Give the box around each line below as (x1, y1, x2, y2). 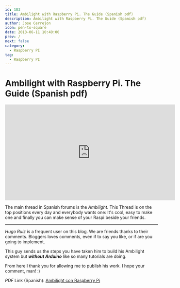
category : (5, 43, 25, 48)
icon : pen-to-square (5, 25, 47, 30)
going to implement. (5, 239, 45, 245)
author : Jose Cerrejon (5, 20, 51, 26)
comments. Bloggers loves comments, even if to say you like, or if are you (5, 234, 153, 240)
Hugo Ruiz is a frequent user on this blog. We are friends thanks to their (5, 229, 148, 234)
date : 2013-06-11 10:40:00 (5, 30, 60, 35)
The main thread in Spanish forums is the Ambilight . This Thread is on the (5, 204, 152, 210)
